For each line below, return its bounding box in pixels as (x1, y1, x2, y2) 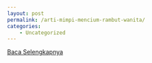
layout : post (7, 10, 45, 17)
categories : (7, 23, 41, 29)
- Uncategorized (19, 29, 66, 36)
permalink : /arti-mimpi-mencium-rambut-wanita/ (7, 16, 146, 23)
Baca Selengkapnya (7, 48, 64, 56)
